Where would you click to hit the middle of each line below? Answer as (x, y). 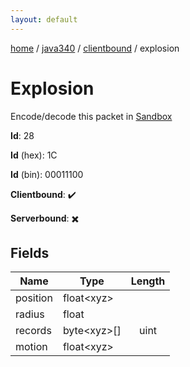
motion (31, 347)
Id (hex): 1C (34, 155)
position (34, 298)
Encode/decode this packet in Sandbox (91, 116)
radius (30, 314)
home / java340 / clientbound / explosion (95, 48)
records (33, 331)
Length (148, 281)
